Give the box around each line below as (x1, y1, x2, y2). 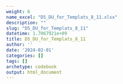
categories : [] (6, 53, 44, 59)
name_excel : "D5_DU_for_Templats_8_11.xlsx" (6, 14, 118, 20)
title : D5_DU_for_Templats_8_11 (6, 36, 86, 42)
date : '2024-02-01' (6, 47, 54, 53)
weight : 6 (6, 8, 31, 15)
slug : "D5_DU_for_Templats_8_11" (6, 25, 89, 31)
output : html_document (6, 69, 62, 75)
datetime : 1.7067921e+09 (6, 31, 67, 37)
